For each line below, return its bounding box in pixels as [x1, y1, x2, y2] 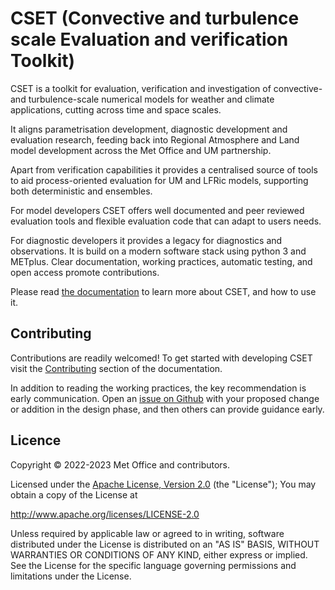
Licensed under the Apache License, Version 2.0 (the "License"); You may [10, 478, 317, 490]
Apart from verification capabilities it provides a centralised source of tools [10, 163, 318, 176]
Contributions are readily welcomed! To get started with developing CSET [10, 352, 313, 364]
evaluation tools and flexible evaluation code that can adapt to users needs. [10, 215, 322, 227]
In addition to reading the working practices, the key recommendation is [10, 382, 307, 394]
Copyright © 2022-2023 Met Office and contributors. [10, 458, 231, 471]
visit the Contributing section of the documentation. [10, 362, 223, 374]
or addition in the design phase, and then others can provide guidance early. [10, 403, 325, 415]
